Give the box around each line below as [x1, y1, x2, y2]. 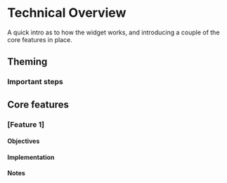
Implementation [7, 153, 55, 161]
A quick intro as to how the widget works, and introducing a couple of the [7, 28, 220, 36]
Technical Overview [7, 5, 127, 21]
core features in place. [7, 35, 72, 43]
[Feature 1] [7, 119, 44, 129]
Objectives [7, 137, 40, 145]
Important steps [7, 77, 63, 87]
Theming [7, 56, 48, 68]
